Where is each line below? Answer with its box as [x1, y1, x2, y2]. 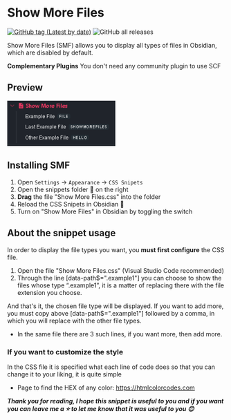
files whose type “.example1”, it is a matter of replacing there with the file [17, 281, 225, 289]
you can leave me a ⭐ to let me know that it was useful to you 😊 [7, 404, 194, 412]
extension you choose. [17, 288, 82, 296]
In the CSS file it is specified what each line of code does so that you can [7, 363, 216, 371]
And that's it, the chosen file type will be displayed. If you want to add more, [7, 302, 224, 310]
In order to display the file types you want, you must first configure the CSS [7, 245, 225, 254]
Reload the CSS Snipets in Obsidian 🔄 [17, 200, 124, 208]
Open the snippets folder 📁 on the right [17, 185, 129, 193]
